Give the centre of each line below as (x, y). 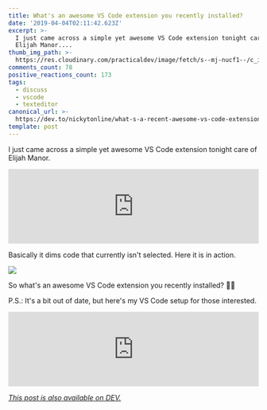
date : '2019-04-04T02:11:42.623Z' (66, 23)
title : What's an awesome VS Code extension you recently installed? (126, 16)
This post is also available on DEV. (65, 397)
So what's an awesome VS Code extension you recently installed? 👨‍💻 (122, 285)
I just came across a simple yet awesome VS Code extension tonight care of (133, 149)
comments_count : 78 (41, 68)
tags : (17, 82)
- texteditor (37, 104)
